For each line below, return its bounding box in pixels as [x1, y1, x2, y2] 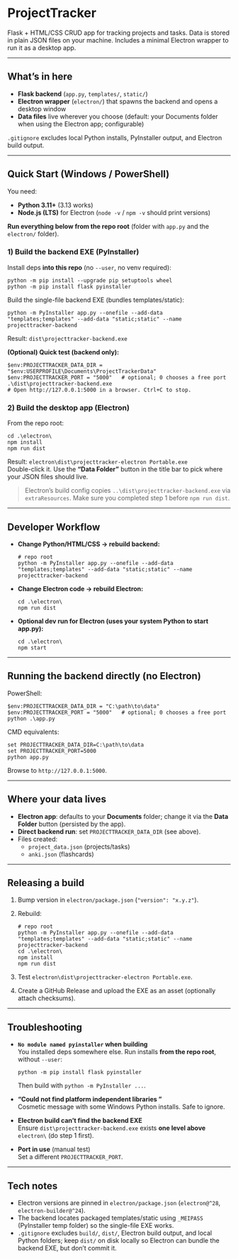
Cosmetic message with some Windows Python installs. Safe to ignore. [17, 1102, 225, 1111]
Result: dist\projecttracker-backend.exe [7, 334, 127, 342]
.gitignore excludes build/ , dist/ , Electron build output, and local [17, 1229, 212, 1238]
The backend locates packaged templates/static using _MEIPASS [17, 1214, 203, 1222]
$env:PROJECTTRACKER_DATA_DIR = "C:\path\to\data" [7, 703, 160, 710]
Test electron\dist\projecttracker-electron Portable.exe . [17, 973, 193, 981]
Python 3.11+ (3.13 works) [17, 201, 93, 209]
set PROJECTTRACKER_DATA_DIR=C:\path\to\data [7, 741, 144, 749]
